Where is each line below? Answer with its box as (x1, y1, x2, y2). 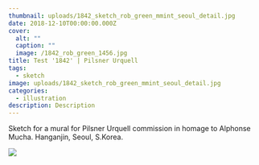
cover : (8, 27, 31, 35)
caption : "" (15, 42, 56, 50)
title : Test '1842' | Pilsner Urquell (8, 57, 138, 65)
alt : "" (15, 34, 42, 43)
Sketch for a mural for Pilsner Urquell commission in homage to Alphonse (8, 124, 251, 134)
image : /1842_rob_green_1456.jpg (15, 49, 128, 57)
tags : (8, 64, 27, 72)
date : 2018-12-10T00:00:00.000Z (8, 19, 117, 27)
